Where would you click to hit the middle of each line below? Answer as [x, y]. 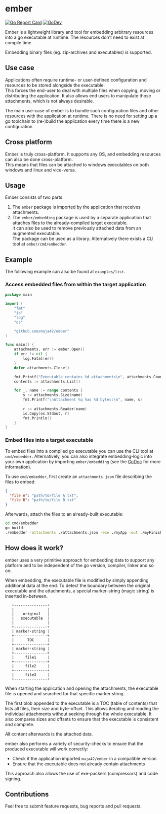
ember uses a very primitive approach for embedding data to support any [80, 560]
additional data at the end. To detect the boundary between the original [78, 585]
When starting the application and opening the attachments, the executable [82, 688]
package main [19, 295]
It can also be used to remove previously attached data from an [77, 228]
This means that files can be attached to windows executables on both [77, 164]
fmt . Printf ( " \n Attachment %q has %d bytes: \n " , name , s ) [83, 400]
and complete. [20, 724]
